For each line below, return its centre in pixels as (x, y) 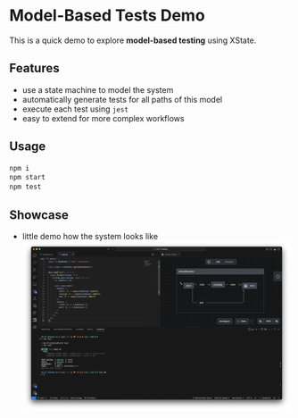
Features (34, 68)
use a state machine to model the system (98, 89)
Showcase (39, 215)
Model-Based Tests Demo (107, 16)
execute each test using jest (75, 109)
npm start (28, 178)
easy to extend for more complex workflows (103, 118)
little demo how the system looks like (90, 236)
